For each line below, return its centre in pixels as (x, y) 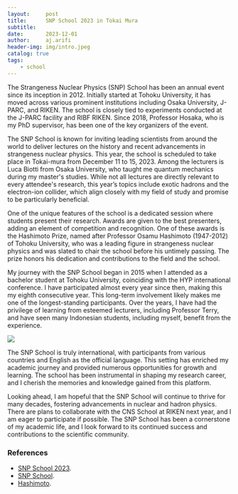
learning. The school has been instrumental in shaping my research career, (117, 375)
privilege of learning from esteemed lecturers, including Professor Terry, (113, 310)
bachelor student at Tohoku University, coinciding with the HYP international (119, 280)
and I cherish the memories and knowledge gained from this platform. (109, 382)
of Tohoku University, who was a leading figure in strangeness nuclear (111, 243)
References (28, 453)
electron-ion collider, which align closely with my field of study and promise (118, 191)
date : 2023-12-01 (43, 34)
